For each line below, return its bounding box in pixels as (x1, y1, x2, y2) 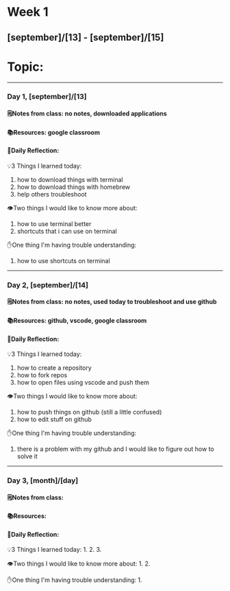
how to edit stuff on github (16, 415, 92, 423)
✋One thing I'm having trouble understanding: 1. (7, 576, 142, 584)
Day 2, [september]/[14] (7, 280, 89, 289)
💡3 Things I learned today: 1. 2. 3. (7, 546, 102, 554)
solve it (16, 452, 38, 460)
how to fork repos (16, 371, 68, 379)
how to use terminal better (16, 219, 92, 227)
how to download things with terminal (16, 175, 123, 183)
